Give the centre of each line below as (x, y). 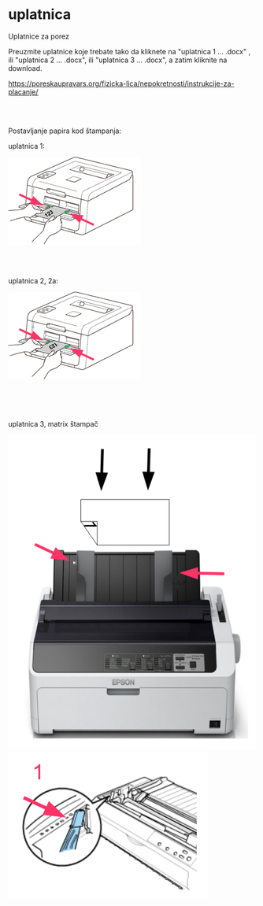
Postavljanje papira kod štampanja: (65, 131)
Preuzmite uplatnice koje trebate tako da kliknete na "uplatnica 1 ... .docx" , (130, 51)
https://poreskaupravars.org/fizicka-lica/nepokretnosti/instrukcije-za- (121, 83)
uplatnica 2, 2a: (33, 280)
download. (25, 68)
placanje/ (23, 91)
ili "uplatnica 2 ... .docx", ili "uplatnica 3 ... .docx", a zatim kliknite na (118, 60)
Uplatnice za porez (39, 36)
